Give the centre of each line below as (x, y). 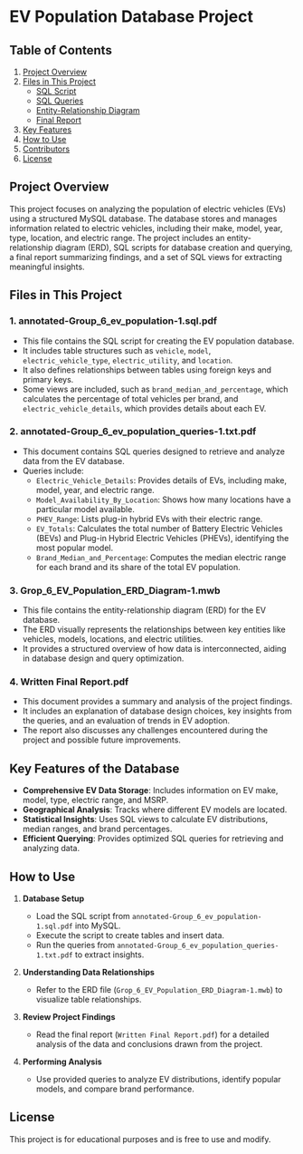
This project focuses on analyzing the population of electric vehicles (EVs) (148, 208)
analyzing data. (51, 849)
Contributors (46, 149)
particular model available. (85, 509)
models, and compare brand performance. (115, 1089)
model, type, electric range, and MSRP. (95, 800)
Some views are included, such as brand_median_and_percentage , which (155, 389)
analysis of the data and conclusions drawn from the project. (149, 1044)
